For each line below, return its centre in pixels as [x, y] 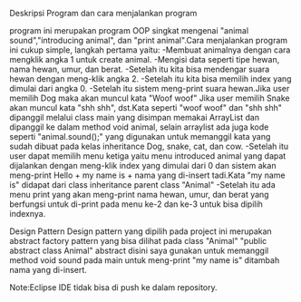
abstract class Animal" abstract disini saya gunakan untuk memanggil [139, 250]
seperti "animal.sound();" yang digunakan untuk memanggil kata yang [140, 136]
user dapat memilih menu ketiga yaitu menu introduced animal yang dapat [148, 156]
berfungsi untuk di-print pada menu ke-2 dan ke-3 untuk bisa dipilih [136, 204]
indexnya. [28, 214]
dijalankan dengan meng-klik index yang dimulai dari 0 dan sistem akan [143, 166]
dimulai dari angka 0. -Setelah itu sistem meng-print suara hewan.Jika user [150, 88]
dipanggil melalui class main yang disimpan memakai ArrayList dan [135, 117]
